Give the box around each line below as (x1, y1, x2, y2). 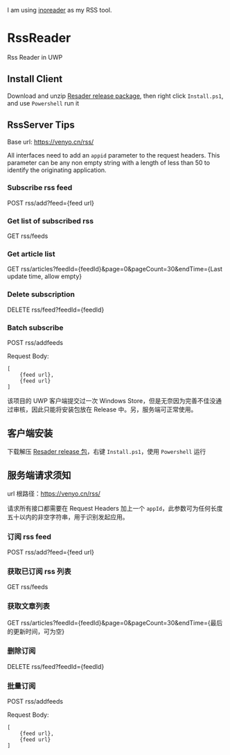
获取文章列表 (7, 602, 51, 611)
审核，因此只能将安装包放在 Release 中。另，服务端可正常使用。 (12, 405, 197, 414)
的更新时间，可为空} (7, 627, 64, 636)
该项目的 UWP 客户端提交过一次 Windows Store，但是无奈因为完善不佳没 (7, 397, 216, 405)
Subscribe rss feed (7, 183, 73, 193)
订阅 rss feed (7, 532, 52, 541)
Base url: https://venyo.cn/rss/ (7, 137, 94, 146)
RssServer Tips (7, 119, 75, 131)
